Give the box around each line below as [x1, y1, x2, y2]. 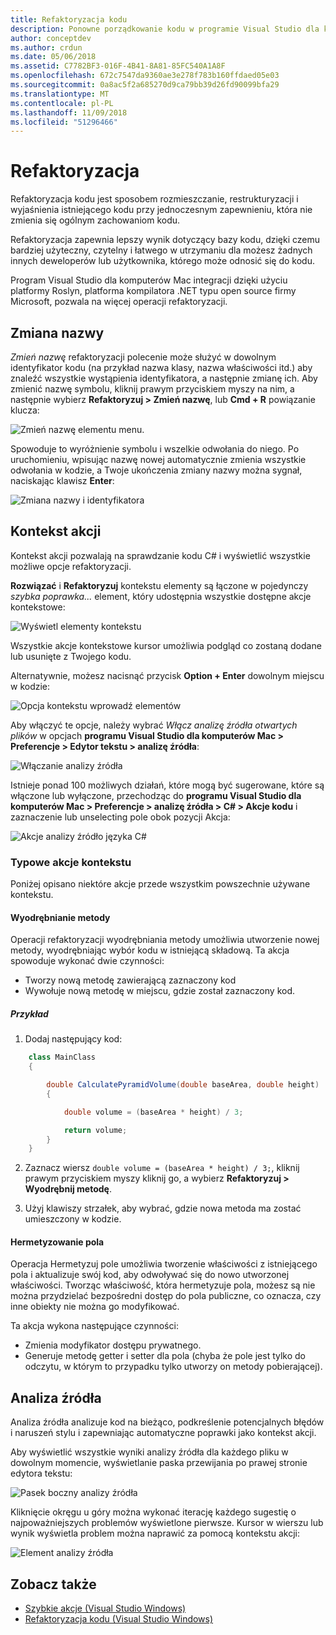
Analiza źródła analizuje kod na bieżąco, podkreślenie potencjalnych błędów [10, 1416, 325, 1428]
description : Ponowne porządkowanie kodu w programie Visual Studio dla [10, 24, 320, 34]
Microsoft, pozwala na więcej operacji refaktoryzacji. [10, 296, 228, 308]
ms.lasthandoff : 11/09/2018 [10, 107, 128, 118]
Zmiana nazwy [10, 324, 105, 341]
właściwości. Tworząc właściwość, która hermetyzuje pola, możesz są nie [10, 1279, 316, 1291]
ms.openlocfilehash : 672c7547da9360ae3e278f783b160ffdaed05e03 [10, 71, 280, 81]
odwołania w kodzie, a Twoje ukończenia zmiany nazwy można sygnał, [10, 464, 303, 476]
